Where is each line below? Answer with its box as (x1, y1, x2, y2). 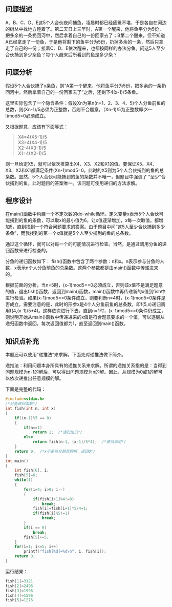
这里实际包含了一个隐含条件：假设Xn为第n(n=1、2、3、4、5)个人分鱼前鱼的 (5, 99, 166, 106)
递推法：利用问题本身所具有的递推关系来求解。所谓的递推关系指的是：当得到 (5, 362, 167, 369)
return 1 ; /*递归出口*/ (32, 430, 83, 435)
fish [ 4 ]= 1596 (5, 593, 33, 598)
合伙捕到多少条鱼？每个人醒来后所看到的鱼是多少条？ (5, 51, 118, 57)
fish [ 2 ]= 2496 (5, 583, 33, 589)
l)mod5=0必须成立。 (5, 112, 49, 119)
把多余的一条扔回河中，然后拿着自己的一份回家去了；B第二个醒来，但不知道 (5, 32, 165, 38)
